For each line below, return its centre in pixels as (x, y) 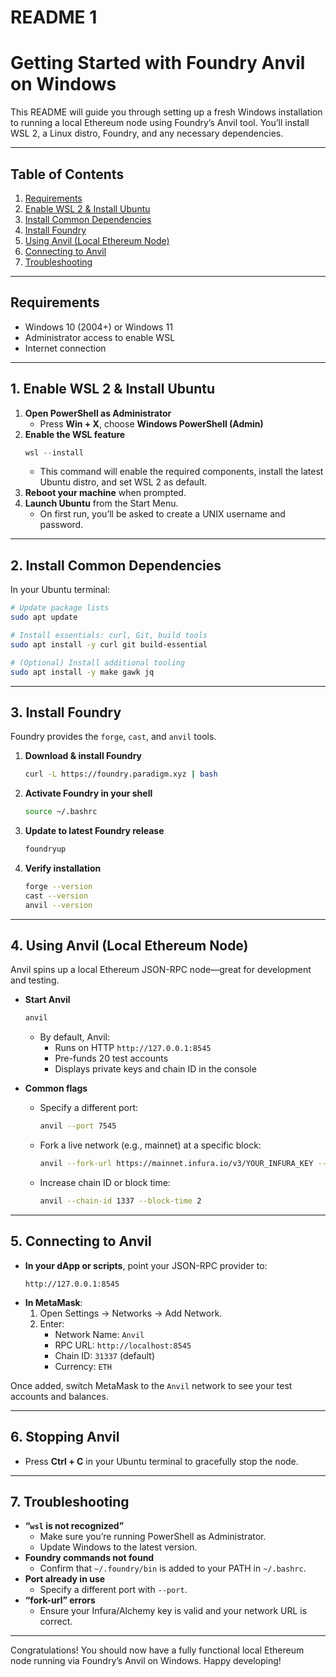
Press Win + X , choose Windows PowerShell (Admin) (151, 423)
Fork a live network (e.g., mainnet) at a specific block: (150, 1145)
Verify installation (63, 868)
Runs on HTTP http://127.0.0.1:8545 (133, 1048)
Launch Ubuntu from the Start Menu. (101, 503)
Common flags (56, 1088)
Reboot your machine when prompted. (105, 493)
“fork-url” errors (60, 1600)
